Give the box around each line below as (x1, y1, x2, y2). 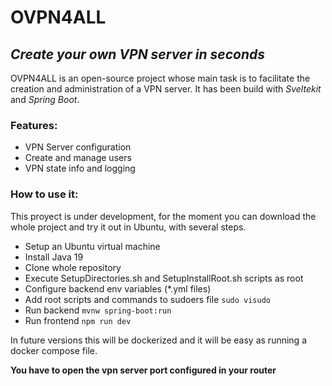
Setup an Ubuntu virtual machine (24, 240, 161, 252)
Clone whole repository (24, 261, 122, 273)
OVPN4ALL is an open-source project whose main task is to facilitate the (10, 72, 311, 84)
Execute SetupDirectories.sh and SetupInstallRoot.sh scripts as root (24, 272, 304, 284)
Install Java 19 (24, 251, 84, 263)
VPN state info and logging (24, 162, 136, 175)
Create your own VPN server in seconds (10, 46, 265, 63)
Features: (10, 118, 58, 132)
